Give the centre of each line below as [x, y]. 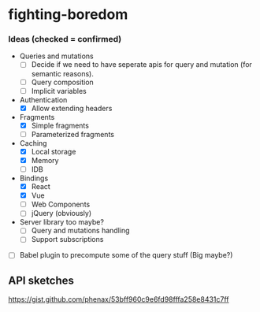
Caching [33, 143]
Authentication [43, 99]
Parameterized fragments [72, 134]
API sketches [41, 280]
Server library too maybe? [62, 222]
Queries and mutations [56, 56]
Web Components [61, 204]
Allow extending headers [72, 108]
